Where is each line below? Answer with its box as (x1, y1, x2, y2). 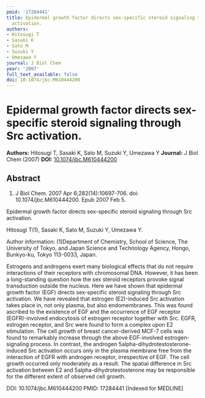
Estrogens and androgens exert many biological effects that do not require (6, 263, 193, 270)
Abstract (6, 173, 41, 183)
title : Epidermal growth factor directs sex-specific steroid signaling (6, 15, 195, 21)
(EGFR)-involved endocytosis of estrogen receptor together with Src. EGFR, (6, 314, 196, 322)
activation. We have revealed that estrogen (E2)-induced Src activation (6, 295, 185, 302)
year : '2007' (6, 65, 40, 72)
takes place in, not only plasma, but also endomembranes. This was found (6, 301, 193, 308)
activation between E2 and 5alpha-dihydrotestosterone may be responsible (6, 366, 195, 374)
